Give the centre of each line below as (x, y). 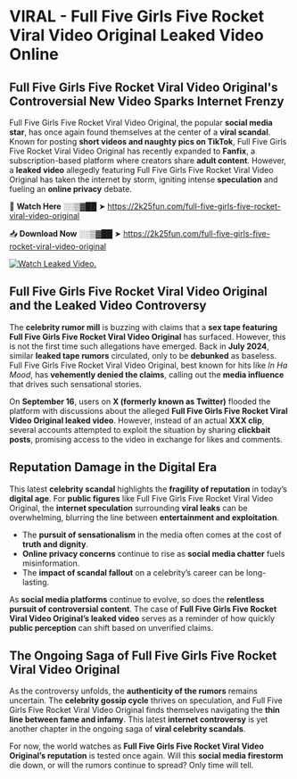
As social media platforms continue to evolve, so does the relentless (137, 599)
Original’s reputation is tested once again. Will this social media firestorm (146, 756)
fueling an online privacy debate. (70, 189)
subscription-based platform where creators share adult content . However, (148, 161)
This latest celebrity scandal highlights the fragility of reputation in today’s (148, 489)
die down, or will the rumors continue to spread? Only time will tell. (132, 766)
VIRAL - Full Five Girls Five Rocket (137, 17)
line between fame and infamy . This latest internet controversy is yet (139, 719)
